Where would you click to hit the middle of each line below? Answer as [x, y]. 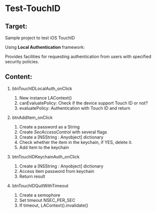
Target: [16, 26]
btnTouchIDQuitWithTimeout [40, 185]
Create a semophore [40, 195]
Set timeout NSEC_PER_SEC [47, 200]
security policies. [22, 62]
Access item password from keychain [57, 171]
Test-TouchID [33, 8]
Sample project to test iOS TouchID [40, 38]
